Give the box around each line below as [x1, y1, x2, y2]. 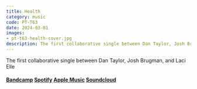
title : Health [6, 8, 41, 15]
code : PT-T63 [6, 19, 38, 25]
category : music [6, 14, 46, 20]
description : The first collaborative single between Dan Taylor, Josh [6, 41, 185, 47]
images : [6, 30, 25, 36]
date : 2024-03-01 [6, 24, 49, 31]
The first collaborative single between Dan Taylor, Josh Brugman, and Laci [6, 56, 186, 64]
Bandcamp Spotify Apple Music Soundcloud [6, 76, 116, 83]
